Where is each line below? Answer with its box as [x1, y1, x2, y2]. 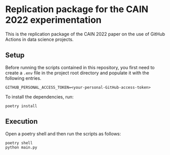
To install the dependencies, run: [5, 93, 74, 99]
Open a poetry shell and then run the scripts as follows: [5, 130, 121, 137]
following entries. [5, 75, 42, 81]
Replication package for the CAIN [5, 4, 149, 15]
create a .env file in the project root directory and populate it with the [5, 70, 150, 76]
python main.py [5, 145, 38, 150]
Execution [5, 117, 38, 126]
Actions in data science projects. [5, 36, 74, 42]
